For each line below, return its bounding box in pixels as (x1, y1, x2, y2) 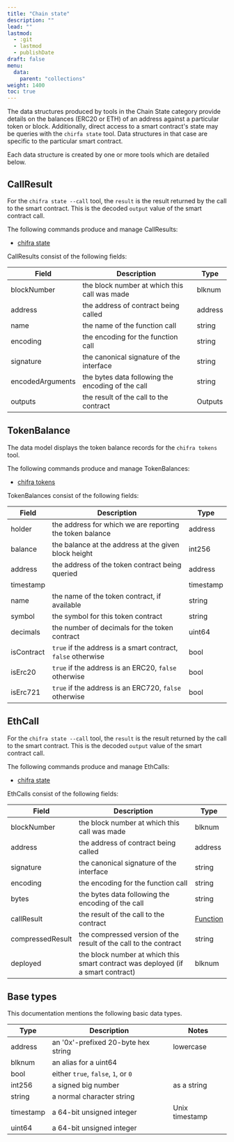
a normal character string (52, 1092, 135, 1101)
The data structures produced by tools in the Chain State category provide (7, 108, 221, 116)
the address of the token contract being (52, 559, 182, 569)
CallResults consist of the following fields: (7, 252, 127, 261)
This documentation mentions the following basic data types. (7, 1009, 182, 1018)
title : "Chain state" (7, 10, 70, 17)
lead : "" (7, 23, 33, 30)
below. (7, 158, 26, 166)
